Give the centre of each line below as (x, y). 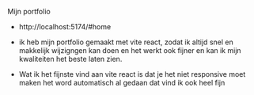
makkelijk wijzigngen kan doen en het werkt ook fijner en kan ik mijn (130, 50)
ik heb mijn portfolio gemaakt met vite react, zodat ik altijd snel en (126, 42)
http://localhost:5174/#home (65, 27)
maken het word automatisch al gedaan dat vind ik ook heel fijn (122, 83)
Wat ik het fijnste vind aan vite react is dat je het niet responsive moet (132, 74)
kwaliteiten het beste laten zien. (70, 59)
